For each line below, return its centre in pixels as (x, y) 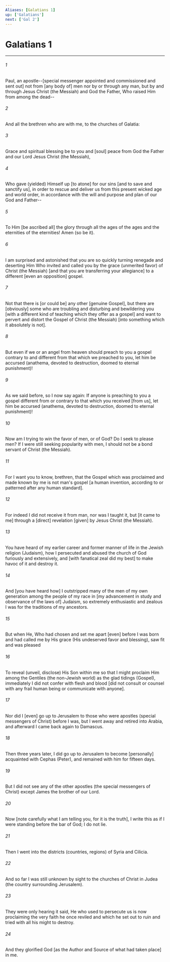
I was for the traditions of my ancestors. (47, 607)
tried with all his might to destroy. (40, 922)
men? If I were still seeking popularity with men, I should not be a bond (79, 444)
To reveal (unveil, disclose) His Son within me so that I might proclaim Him (82, 672)
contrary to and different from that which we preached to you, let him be (80, 357)
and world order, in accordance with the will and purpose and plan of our (81, 195)
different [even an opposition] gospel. (45, 276)
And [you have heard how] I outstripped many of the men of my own (77, 591)
